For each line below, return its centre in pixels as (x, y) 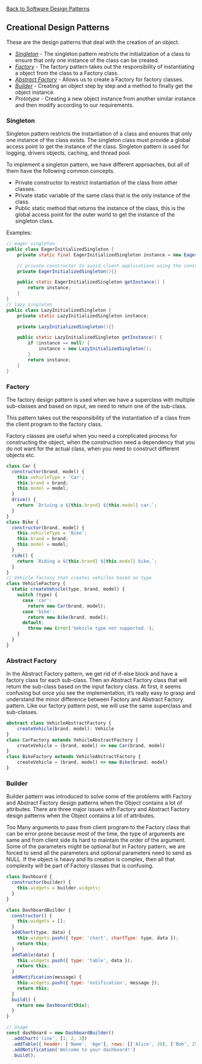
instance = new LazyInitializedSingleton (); (95, 349)
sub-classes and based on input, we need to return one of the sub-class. (97, 406)
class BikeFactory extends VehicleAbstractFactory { (74, 757)
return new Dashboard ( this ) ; (54, 1005)
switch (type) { (38, 595)
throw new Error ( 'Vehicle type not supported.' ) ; (91, 629)
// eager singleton (31, 244)
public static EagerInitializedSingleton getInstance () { (91, 282)
